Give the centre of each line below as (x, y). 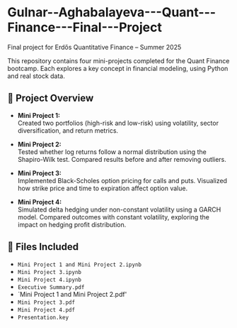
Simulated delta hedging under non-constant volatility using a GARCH (119, 209)
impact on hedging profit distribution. (72, 224)
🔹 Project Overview (51, 98)
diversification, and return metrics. (68, 130)
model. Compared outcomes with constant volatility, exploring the (114, 217)
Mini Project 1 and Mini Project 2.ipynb (79, 264)
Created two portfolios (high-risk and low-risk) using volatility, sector (118, 123)
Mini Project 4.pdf (46, 310)
